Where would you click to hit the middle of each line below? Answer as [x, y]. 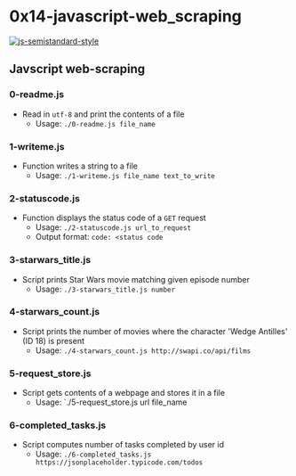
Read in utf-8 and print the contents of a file [103, 114]
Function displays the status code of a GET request [114, 218]
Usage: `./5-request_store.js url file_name [111, 402]
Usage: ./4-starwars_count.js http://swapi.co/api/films [143, 350]
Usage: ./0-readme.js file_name [95, 123]
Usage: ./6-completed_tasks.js [93, 454]
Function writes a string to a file [80, 166]
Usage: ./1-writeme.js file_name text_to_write [125, 175]
